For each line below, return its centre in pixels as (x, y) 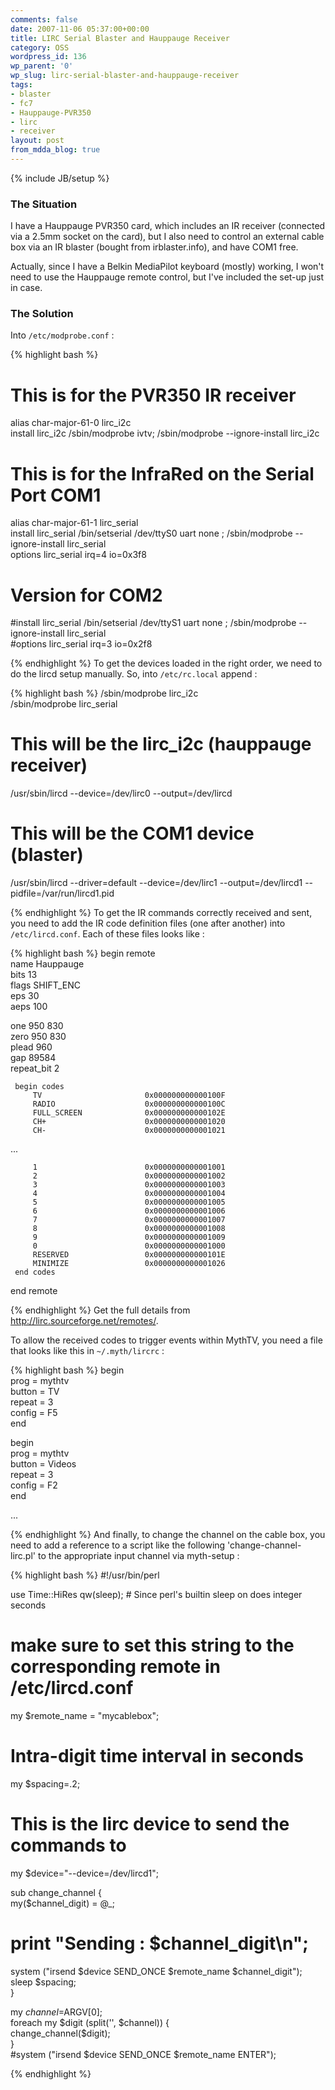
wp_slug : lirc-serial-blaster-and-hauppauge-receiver (125, 76)
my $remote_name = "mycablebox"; (85, 1716)
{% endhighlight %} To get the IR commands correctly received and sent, (161, 913)
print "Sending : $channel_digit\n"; (159, 1943)
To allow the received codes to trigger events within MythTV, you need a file (166, 1340)
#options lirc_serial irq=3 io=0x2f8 (81, 644)
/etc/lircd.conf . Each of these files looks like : (107, 934)
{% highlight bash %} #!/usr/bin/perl (85, 1575)
